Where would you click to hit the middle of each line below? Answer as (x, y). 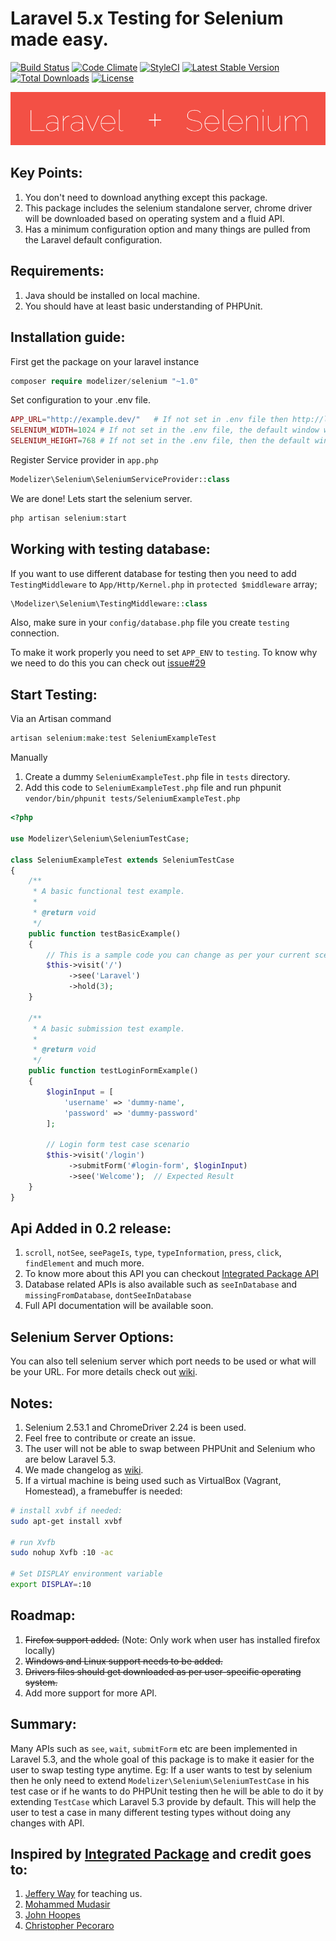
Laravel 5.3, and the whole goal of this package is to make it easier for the (162, 1759)
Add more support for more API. (91, 1693)
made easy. (59, 39)
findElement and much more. (84, 1263)
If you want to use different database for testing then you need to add (153, 573)
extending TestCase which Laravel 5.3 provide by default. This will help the (163, 1801)
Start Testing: (54, 694)
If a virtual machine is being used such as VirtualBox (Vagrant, (153, 1480)
